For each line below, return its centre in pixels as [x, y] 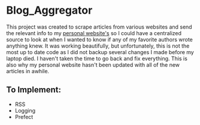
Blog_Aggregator [49, 10]
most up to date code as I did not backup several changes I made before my [100, 52]
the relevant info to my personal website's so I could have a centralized [94, 33]
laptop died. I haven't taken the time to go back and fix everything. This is [97, 58]
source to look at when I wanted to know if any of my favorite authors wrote [99, 39]
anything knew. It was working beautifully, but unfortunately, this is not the [98, 46]
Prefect [24, 117]
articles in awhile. [28, 71]
